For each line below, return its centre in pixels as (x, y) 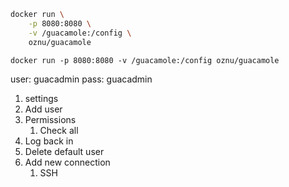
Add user (43, 109)
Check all (59, 130)
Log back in (49, 141)
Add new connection (67, 162)
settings (41, 98)
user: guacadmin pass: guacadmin (81, 79)
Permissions (50, 119)
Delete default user (64, 151)
